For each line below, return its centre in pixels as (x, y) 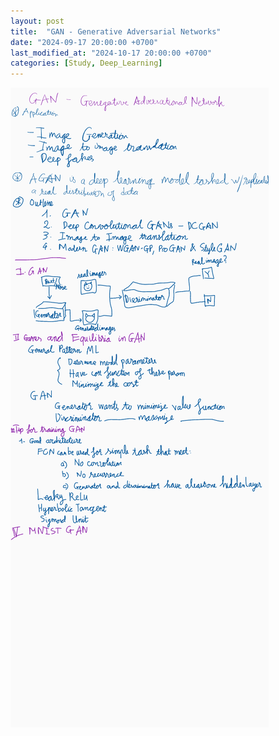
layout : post (37, 21)
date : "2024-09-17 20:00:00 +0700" (84, 42)
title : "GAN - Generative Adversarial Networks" (116, 31)
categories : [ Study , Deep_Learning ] (86, 63)
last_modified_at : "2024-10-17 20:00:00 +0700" (111, 53)
